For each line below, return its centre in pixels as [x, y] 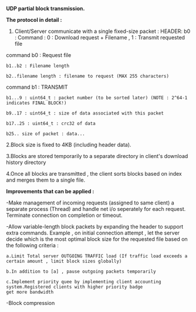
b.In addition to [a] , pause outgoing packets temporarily [81, 271]
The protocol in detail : [34, 20]
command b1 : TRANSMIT [37, 87]
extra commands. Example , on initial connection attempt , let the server [93, 233]
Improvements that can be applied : [50, 191]
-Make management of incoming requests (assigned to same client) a [90, 203]
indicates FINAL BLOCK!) [36, 103]
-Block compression [31, 303]
